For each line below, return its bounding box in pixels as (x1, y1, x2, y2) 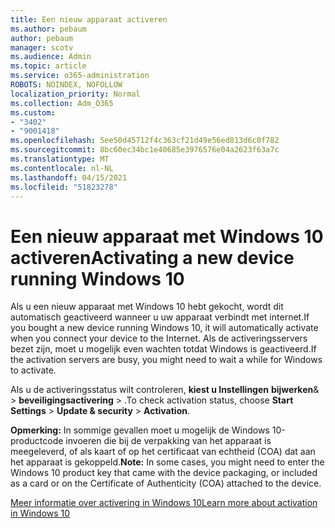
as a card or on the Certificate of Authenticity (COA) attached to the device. (10, 477, 322, 490)
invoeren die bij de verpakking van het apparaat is (65, 435, 272, 447)
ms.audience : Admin (10, 52, 92, 62)
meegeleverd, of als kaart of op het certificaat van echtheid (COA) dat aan (10, 446, 316, 458)
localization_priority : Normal (10, 89, 141, 99)
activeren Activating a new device (10, 246, 295, 269)
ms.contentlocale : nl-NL (10, 163, 114, 173)
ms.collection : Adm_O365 (10, 98, 114, 108)
